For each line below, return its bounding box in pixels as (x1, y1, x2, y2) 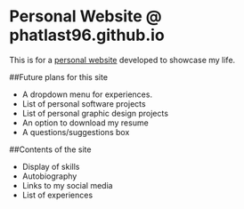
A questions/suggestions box (21, 126, 130, 137)
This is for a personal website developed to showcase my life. (9, 54, 236, 65)
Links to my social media (21, 180, 113, 190)
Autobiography (21, 171, 77, 181)
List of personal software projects (21, 98, 146, 109)
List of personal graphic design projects (21, 108, 169, 118)
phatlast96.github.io (9, 25, 165, 45)
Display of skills (21, 161, 80, 172)
